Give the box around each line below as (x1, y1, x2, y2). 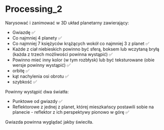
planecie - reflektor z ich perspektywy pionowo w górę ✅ (12, 109, 130, 115)
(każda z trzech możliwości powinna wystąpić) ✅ (12, 51, 113, 57)
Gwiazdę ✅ (12, 29, 36, 35)
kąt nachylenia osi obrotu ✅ (12, 73, 69, 79)
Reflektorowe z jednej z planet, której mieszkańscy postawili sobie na (12, 104, 154, 110)
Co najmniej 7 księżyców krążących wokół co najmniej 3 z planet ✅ (12, 41, 150, 46)
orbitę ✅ (12, 68, 30, 74)
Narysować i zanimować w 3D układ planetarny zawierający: (5, 20, 129, 26)
